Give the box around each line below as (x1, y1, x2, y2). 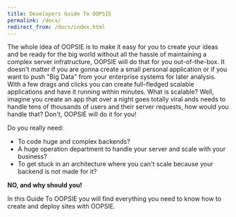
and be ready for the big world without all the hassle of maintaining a (7, 50, 207, 58)
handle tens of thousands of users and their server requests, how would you (7, 103, 229, 111)
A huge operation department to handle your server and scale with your (17, 145, 226, 154)
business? (17, 152, 47, 161)
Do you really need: (7, 124, 64, 132)
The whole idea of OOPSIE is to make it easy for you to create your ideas (7, 43, 218, 51)
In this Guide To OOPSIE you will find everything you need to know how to (7, 194, 222, 203)
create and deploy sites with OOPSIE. (7, 202, 116, 211)
